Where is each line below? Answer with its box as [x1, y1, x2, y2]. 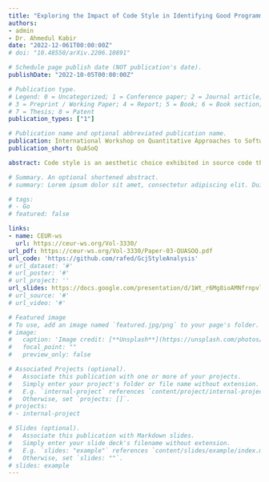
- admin [8, 26, 34, 34]
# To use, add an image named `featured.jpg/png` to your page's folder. [8, 321, 260, 329]
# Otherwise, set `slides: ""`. [8, 454, 124, 462]
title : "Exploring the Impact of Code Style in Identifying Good [8, 11, 231, 20]
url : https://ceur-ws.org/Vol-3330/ [15, 239, 138, 247]
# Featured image [8, 313, 66, 321]
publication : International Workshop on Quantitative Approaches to [8, 137, 242, 145]
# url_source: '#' [8, 291, 70, 299]
